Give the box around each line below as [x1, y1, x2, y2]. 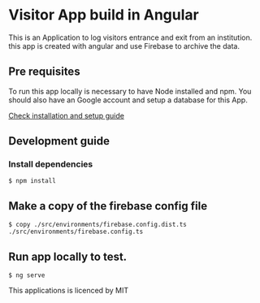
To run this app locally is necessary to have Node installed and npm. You [8, 86, 252, 96]
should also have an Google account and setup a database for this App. [8, 95, 248, 105]
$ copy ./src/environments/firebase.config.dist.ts [8, 221, 187, 229]
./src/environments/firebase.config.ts [8, 227, 144, 236]
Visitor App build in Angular [8, 6, 199, 24]
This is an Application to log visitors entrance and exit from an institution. [8, 32, 253, 42]
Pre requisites [8, 65, 80, 79]
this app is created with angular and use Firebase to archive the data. [8, 41, 240, 50]
